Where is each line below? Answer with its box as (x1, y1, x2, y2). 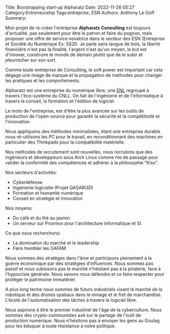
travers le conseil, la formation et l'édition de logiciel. (5, 98, 115, 104)
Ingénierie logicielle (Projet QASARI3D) (12, 184, 94, 190)
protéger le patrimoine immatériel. (5, 276, 76, 282)
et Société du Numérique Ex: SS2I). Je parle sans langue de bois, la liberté (5, 41, 160, 47)
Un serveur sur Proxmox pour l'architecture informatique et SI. (12, 220, 143, 226)
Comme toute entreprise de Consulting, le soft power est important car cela (5, 67, 163, 73)
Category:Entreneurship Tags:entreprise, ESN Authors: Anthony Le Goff (5, 10, 155, 16)
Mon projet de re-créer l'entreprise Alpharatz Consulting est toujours (5, 25, 151, 31)
